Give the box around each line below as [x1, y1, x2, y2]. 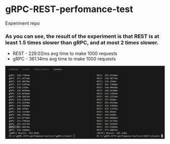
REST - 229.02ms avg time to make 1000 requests [12, 50, 117, 56]
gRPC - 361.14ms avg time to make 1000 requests [12, 56, 116, 62]
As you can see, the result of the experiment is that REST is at [5, 33, 159, 40]
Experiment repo [5, 20, 40, 26]
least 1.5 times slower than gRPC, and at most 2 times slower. [5, 39, 159, 46]
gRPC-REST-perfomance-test [5, 4, 133, 15]
